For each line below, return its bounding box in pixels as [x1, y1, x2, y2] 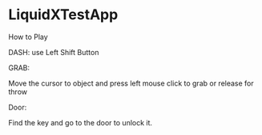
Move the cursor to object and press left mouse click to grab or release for [8, 78, 254, 88]
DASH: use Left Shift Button [8, 47, 99, 57]
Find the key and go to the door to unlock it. [8, 117, 153, 127]
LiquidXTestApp [8, 6, 119, 24]
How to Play [8, 32, 48, 42]
